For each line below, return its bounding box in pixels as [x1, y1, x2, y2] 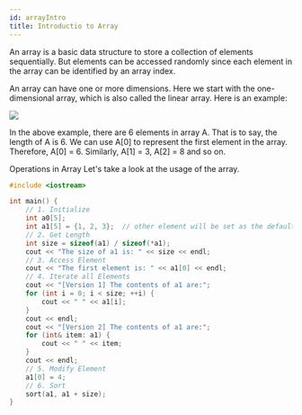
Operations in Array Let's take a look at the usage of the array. [9, 163, 240, 174]
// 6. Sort [25, 381, 67, 390]
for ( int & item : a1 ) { [25, 330, 111, 340]
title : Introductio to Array [9, 22, 119, 31]
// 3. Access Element [25, 256, 106, 265]
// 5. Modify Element [25, 364, 106, 374]
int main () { [9, 197, 58, 206]
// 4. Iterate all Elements [25, 272, 130, 282]
